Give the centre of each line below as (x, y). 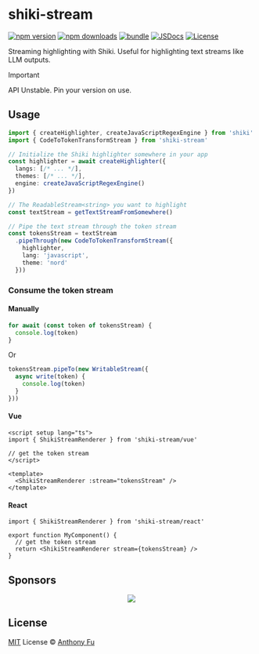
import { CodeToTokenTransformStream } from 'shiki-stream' (108, 140)
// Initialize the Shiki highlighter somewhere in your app (108, 154)
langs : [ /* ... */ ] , (49, 169)
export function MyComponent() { (63, 536)
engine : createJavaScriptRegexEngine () (80, 183)
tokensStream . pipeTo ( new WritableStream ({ (78, 369)
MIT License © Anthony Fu (52, 641)
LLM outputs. (29, 60)
